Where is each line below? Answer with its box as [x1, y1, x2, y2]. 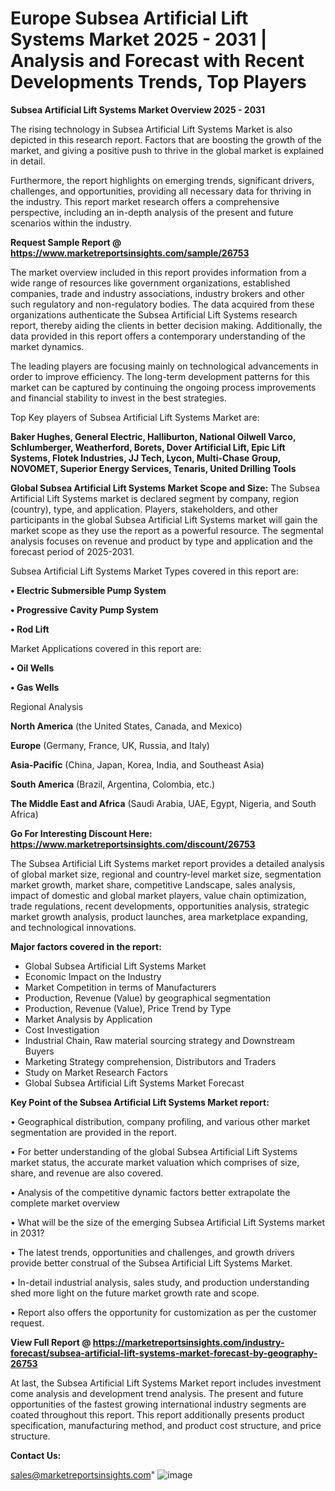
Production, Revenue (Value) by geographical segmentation [24, 992, 272, 1004]
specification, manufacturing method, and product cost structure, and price [10, 1419, 322, 1431]
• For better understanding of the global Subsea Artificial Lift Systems [10, 1145, 298, 1157]
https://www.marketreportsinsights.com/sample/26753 [10, 247, 250, 259]
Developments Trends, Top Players [10, 71, 307, 94]
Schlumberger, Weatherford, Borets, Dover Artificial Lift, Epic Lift [10, 441, 286, 453]
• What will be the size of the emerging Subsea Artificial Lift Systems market [10, 1216, 326, 1228]
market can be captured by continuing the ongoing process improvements [10, 381, 317, 393]
